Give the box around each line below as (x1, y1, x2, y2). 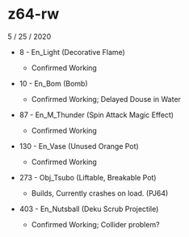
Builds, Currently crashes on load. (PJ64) (31, 188, 169, 198)
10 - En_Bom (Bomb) (19, 78, 88, 88)
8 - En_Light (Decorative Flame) (19, 47, 126, 57)
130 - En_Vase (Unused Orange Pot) (19, 141, 139, 150)
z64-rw (7, 5, 60, 23)
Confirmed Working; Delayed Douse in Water (31, 94, 181, 104)
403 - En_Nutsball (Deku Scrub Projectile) (19, 204, 159, 214)
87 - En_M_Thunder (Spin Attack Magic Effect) (19, 110, 174, 120)
